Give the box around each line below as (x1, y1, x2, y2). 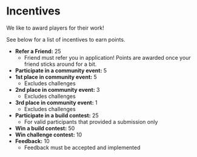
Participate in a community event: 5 (15, 66, 107, 74)
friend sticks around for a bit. (24, 60, 97, 68)
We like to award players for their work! (6, 24, 104, 31)
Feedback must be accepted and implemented (24, 144, 141, 151)
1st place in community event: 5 (15, 73, 97, 80)
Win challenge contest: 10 (15, 131, 82, 138)
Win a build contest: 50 (15, 124, 75, 132)
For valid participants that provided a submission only (24, 118, 158, 125)
